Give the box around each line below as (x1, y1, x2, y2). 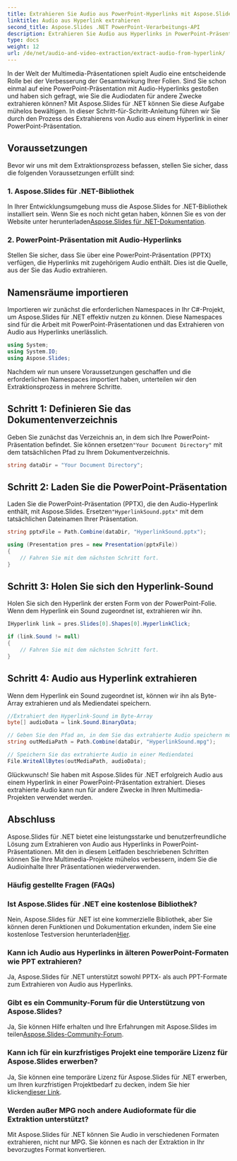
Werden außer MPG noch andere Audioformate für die (7, 1105, 197, 1115)
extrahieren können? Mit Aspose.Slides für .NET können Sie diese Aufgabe (7, 99, 224, 107)
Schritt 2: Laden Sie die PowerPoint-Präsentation (7, 481, 228, 493)
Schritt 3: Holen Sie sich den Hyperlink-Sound (7, 580, 214, 593)
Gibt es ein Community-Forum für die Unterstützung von (7, 998, 205, 1008)
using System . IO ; (7, 348, 59, 355)
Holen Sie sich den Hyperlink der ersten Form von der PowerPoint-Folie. (7, 599, 217, 608)
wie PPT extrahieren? (7, 956, 83, 966)
